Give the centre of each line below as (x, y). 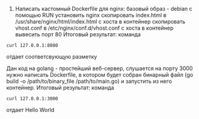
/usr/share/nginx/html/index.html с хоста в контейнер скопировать (100, 21)
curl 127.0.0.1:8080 (32, 45)
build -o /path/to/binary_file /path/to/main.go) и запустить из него (89, 81)
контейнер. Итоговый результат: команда (60, 88)
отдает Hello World (30, 110)
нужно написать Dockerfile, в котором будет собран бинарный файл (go (100, 75)
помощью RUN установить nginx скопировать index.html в (91, 15)
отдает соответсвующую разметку (52, 56)
